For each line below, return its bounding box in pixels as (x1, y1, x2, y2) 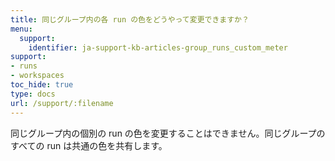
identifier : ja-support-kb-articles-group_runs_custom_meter (28, 42, 288, 53)
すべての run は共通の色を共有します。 (10, 139, 168, 151)
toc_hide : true (10, 80, 74, 90)
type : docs (10, 89, 56, 99)
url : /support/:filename (10, 98, 114, 108)
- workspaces (10, 71, 65, 81)
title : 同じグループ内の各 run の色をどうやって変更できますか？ (10, 14, 250, 25)
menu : (10, 24, 33, 34)
